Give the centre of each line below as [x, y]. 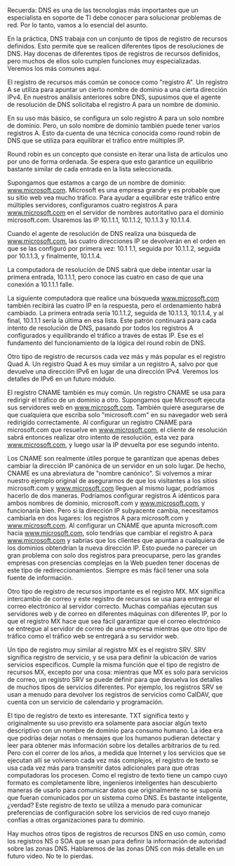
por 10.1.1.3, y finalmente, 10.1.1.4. [54, 256]
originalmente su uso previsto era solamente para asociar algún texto [107, 723]
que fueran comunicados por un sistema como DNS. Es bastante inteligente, [117, 798]
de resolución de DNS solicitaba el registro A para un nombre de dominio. [114, 104]
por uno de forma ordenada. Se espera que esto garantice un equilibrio [110, 162]
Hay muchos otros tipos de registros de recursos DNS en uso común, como [116, 834]
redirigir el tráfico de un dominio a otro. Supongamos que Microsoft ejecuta [116, 400]
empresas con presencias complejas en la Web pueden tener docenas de [113, 563]
